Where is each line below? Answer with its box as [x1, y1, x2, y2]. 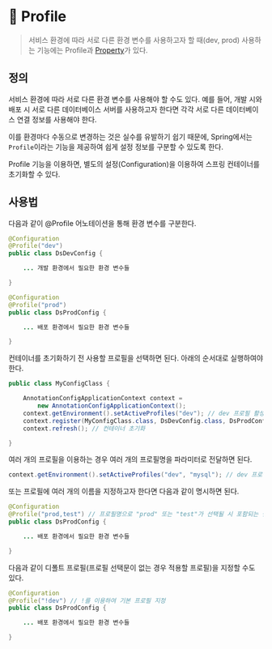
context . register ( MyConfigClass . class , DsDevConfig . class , [23, 416, 227, 425]
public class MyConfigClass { [8, 380, 111, 388]
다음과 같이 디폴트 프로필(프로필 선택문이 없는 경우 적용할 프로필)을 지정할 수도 [8, 562, 256, 572]
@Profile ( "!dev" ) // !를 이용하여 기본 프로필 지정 [8, 596, 166, 604]
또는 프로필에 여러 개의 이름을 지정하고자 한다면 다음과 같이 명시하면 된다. [8, 486, 240, 497]
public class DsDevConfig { [8, 250, 104, 258]
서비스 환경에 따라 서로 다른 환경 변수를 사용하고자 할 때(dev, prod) [28, 35, 240, 45]
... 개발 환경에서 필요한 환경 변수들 [23, 264, 130, 272]
